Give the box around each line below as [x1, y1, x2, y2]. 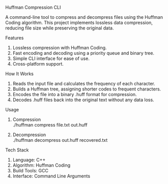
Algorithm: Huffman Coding [12, 162, 70, 168]
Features [5, 35, 24, 41]
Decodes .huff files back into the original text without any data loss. [12, 97, 154, 103]
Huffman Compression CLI [5, 5, 61, 10]
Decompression [12, 132, 46, 138]
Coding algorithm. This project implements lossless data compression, [5, 20, 153, 25]
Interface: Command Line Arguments [12, 173, 91, 179]
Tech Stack [5, 147, 29, 153]
